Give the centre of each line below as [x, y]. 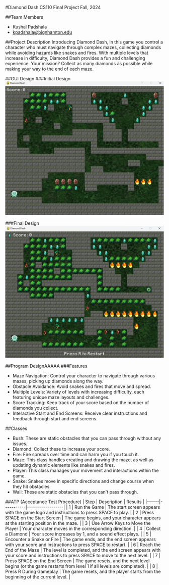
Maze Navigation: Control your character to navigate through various [84, 376]
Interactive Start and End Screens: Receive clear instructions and [80, 413]
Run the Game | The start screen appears [117, 507]
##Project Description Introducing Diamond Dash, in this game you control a [84, 42]
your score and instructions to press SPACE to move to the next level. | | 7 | [83, 556]
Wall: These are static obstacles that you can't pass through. [75, 492]
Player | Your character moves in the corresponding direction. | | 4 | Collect [83, 529]
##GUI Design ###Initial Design [38, 79]
